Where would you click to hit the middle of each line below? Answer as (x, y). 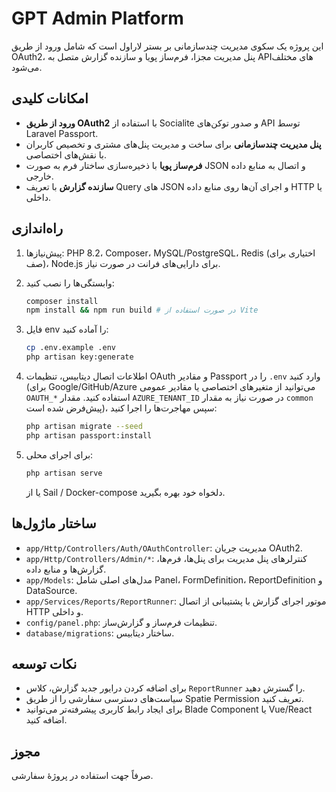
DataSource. (51, 590)
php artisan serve (64, 473)
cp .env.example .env (70, 348)
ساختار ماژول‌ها (54, 523)
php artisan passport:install (89, 435)
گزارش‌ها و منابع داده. (66, 569)
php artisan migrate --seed (84, 427)
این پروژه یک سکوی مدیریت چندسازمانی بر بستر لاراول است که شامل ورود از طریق (167, 46)
